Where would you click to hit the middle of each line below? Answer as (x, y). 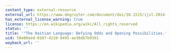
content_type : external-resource (41, 10)
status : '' (17, 29)
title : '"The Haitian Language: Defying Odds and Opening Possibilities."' (87, 33)
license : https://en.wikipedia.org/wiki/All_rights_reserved (72, 24)
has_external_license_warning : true (44, 19)
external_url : (20, 15)
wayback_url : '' (22, 43)
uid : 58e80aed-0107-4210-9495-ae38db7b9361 (52, 38)
